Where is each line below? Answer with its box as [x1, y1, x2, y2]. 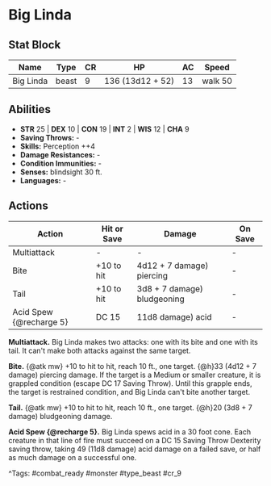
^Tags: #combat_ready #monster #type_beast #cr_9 [8, 468, 181, 478]
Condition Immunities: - [19, 158, 102, 168]
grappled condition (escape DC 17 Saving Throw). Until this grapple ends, [8, 378, 252, 388]
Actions [8, 199, 48, 213]
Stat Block [8, 38, 61, 52]
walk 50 [201, 75, 232, 86]
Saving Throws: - [19, 132, 80, 142]
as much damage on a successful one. [8, 452, 137, 462]
